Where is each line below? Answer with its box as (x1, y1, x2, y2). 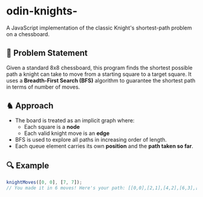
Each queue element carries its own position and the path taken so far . (14, 142, 193, 149)
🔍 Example (6, 160, 50, 170)
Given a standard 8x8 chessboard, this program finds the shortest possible (6, 64, 193, 71)
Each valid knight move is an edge (24, 130, 110, 137)
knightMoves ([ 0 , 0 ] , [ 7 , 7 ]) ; (6, 180, 83, 186)
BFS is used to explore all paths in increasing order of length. (14, 136, 167, 143)
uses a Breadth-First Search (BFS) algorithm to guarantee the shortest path (6, 77, 196, 84)
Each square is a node (24, 123, 80, 130)
